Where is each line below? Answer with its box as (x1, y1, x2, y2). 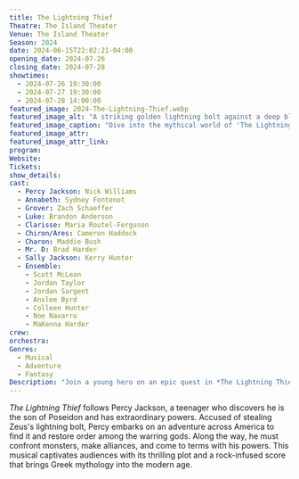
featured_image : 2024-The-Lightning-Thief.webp (9, 104, 190, 113)
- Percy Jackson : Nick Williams (17, 187, 138, 196)
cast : (9, 179, 29, 188)
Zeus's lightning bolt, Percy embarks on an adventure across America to (9, 421, 274, 433)
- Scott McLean (25, 270, 82, 279)
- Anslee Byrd (25, 295, 77, 304)
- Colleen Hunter (25, 303, 90, 312)
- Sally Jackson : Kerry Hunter (17, 253, 133, 263)
